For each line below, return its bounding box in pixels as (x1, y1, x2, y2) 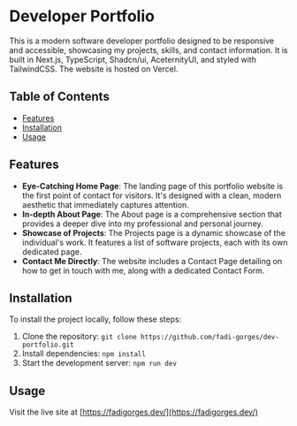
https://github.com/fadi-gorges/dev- (140, 333, 280, 342)
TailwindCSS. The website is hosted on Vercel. (9, 64, 179, 74)
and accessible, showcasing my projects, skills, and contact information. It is (9, 44, 288, 55)
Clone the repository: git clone (21, 331, 137, 342)
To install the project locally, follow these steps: (9, 314, 182, 324)
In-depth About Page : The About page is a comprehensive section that (21, 209, 283, 219)
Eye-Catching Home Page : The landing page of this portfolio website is (21, 180, 284, 191)
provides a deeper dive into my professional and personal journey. (21, 218, 263, 229)
